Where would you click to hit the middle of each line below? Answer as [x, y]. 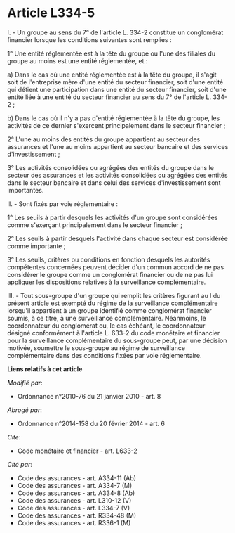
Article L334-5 [51, 13]
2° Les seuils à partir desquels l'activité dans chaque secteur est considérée [117, 238]
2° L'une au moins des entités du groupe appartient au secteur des [104, 139]
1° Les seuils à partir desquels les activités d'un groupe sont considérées [113, 217]
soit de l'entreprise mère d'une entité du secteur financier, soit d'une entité [115, 82]
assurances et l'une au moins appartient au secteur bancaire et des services [118, 146]
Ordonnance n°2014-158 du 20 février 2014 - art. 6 [91, 423]
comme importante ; [36, 246]
